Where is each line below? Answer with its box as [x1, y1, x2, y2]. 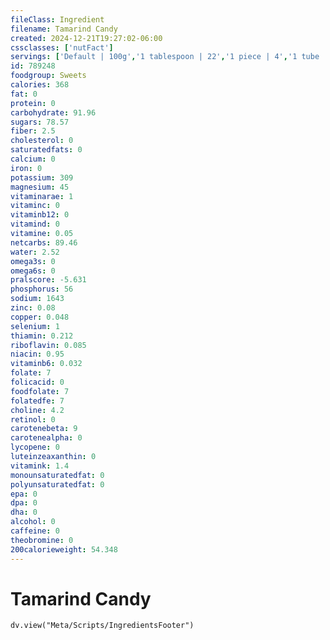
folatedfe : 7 [10, 396, 65, 406]
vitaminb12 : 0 [10, 210, 70, 220]
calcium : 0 [10, 154, 56, 164]
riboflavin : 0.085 [10, 340, 87, 350]
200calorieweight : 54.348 [10, 544, 118, 555]
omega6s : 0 [10, 266, 56, 276]
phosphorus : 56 [10, 284, 74, 295]
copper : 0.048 [10, 312, 70, 322]
